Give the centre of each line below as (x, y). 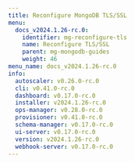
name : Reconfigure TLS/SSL (66, 45)
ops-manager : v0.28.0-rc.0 (59, 110)
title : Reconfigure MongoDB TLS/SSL (67, 15)
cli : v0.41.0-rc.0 (45, 88)
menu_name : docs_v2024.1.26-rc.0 (62, 67)
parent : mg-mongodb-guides (66, 52)
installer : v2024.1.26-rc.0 (61, 103)
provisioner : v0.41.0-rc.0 (59, 118)
